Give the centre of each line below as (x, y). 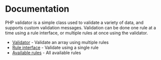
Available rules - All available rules (47, 53)
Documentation (37, 9)
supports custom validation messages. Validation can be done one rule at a (80, 27)
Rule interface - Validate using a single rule (55, 47)
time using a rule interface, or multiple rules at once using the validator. (77, 33)
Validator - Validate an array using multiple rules (60, 42)
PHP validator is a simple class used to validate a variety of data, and (74, 22)
